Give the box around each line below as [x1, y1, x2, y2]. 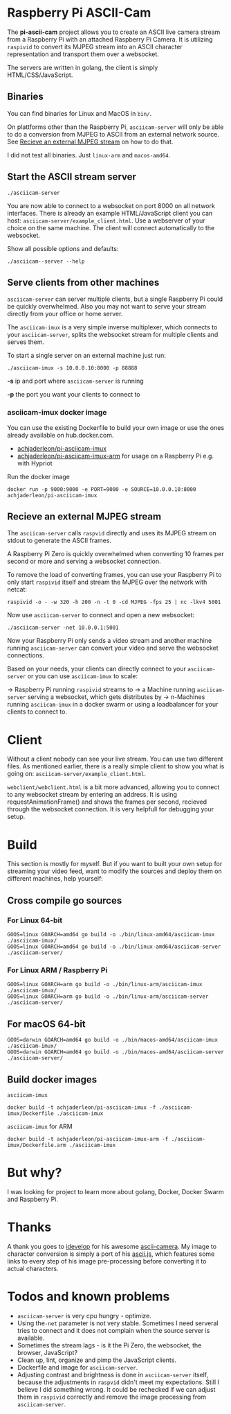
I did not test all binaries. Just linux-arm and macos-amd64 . [7, 150, 171, 159]
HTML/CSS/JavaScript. [7, 71, 73, 79]
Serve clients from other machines [7, 276, 160, 288]
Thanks [7, 1219, 52, 1235]
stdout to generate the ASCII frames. [7, 536, 112, 545]
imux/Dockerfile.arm [7, 1141, 67, 1148]
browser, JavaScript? [17, 1348, 78, 1356]
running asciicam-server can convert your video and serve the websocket [7, 644, 219, 653]
